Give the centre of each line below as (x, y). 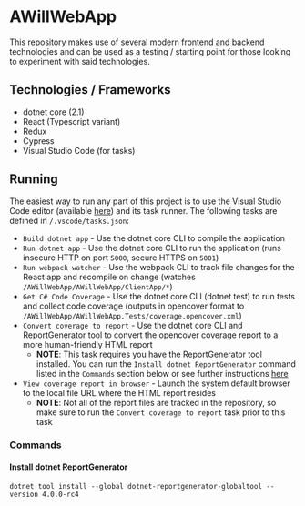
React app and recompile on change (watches (109, 277)
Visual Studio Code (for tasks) (79, 150)
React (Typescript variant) (71, 121)
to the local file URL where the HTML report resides (119, 392)
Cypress (38, 141)
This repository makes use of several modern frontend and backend (137, 42)
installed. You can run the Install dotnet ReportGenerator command (166, 364)
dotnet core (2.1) (53, 112)
